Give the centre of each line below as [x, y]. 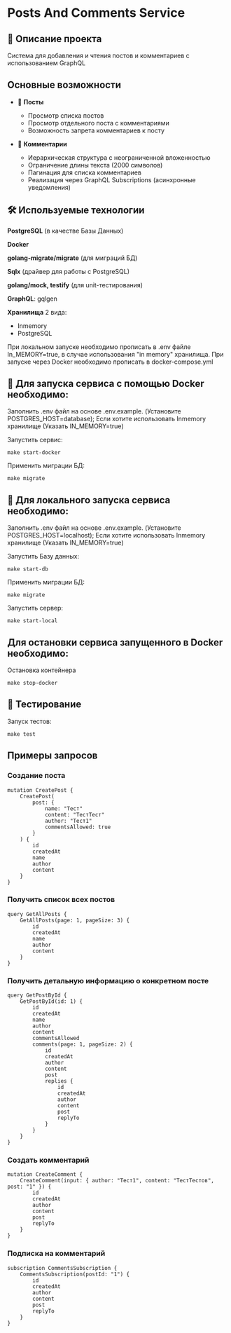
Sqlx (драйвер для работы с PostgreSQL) [69, 271]
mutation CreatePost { [40, 790]
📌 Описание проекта [55, 39]
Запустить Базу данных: [43, 556]
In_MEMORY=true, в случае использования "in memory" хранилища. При [115, 354]
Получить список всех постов [61, 900]
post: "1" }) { [29, 1187]
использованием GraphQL [47, 63]
